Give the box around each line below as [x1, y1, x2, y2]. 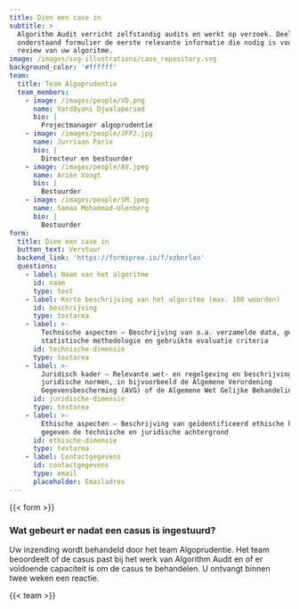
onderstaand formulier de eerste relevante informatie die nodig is [17, 37, 277, 47]
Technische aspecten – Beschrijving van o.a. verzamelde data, [41, 328, 280, 337]
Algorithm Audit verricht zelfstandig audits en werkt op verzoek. [17, 29, 273, 38]
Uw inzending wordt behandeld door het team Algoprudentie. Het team [9, 544, 270, 555]
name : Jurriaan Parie [32, 137, 114, 146]
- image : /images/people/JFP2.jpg [25, 129, 153, 138]
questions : [17, 262, 58, 271]
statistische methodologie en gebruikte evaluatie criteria [41, 336, 269, 345]
